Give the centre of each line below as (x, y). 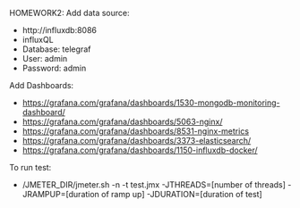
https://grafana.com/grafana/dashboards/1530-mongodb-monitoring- (151, 103)
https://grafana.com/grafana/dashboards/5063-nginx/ (122, 121)
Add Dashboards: (42, 85)
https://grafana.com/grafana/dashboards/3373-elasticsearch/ (137, 141)
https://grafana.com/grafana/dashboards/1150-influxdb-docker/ (140, 150)
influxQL (38, 40)
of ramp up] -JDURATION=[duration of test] (182, 194)
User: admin (45, 58)
